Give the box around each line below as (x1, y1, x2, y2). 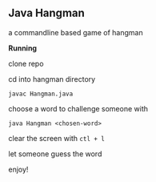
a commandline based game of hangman (8, 27, 143, 37)
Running (8, 43, 38, 53)
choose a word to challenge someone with (8, 103, 148, 113)
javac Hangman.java (8, 90, 74, 98)
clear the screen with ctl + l (8, 133, 106, 143)
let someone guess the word (8, 148, 102, 159)
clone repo (8, 59, 44, 68)
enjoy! (8, 164, 29, 174)
